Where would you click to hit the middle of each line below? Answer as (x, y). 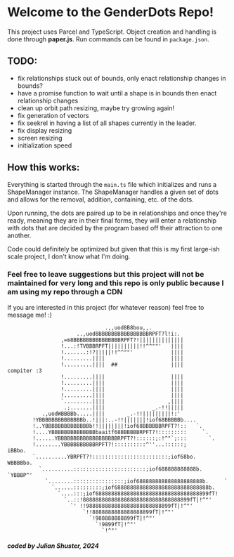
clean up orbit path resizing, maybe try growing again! (96, 108)
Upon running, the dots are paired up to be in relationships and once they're (117, 213)
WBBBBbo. (20, 463)
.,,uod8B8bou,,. (128, 327)
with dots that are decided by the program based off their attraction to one (115, 228)
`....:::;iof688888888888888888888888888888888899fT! (138, 493)
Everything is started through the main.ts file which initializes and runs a (112, 184)
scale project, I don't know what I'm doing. (69, 256)
